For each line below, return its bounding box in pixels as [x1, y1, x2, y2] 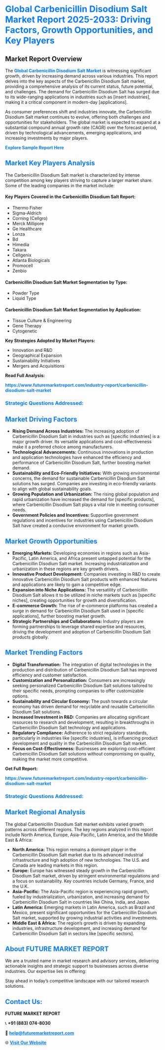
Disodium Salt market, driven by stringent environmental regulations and [12, 873, 159, 879]
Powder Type [12, 290, 39, 296]
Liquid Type [12, 295, 36, 301]
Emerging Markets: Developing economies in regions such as [12, 550, 138, 556]
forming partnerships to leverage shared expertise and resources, [12, 624, 146, 630]
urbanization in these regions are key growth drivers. [12, 566, 120, 572]
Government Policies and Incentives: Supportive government [12, 512, 139, 518]
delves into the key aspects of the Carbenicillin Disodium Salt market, [5, 78, 146, 84]
